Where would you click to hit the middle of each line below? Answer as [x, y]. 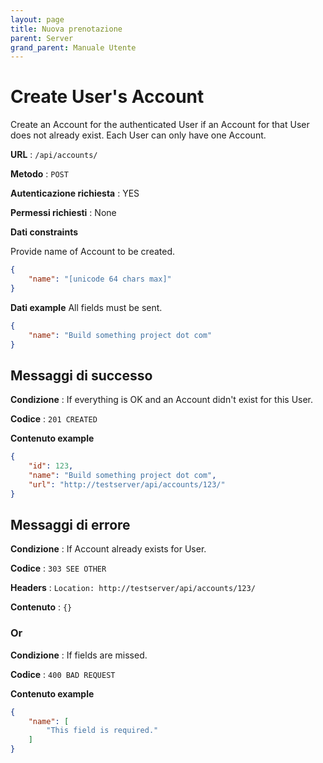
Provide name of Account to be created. [93, 252]
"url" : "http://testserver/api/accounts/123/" [127, 484]
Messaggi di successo [81, 375]
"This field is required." [102, 731]
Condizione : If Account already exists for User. [108, 549]
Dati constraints [44, 232]
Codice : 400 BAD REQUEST [63, 674]
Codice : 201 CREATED [54, 419]
